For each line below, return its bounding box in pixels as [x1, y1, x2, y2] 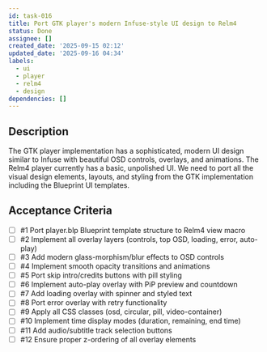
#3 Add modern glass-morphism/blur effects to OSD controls [19, 252, 225, 261]
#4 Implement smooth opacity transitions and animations [19, 261, 210, 271]
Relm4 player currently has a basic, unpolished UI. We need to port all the [8, 163, 254, 173]
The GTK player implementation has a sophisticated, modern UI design [8, 146, 244, 156]
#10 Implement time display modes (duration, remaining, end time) [19, 316, 241, 326]
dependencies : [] [8, 95, 67, 103]
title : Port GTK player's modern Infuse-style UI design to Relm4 [8, 19, 237, 28]
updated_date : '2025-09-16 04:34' [8, 49, 125, 57]
